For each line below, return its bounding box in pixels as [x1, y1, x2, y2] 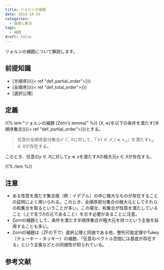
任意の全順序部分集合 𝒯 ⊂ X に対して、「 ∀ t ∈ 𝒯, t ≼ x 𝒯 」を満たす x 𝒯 [17, 136, 154, 143]
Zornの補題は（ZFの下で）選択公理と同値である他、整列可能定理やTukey [12, 229, 160, 235]
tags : [5, 25, 16, 30]
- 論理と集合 [9, 21, 33, 26]
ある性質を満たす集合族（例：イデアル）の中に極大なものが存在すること [12, 193, 158, 199]
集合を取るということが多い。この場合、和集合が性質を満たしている [21, 205, 158, 211]
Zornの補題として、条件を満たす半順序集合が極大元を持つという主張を [12, 217, 155, 223]
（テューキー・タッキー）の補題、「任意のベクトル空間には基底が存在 [12, 236, 152, 242]
